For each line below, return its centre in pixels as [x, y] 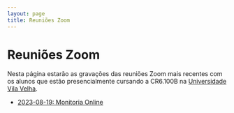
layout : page [26, 14]
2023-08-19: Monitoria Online [60, 103]
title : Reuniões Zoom [39, 20]
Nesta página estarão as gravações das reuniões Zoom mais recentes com [115, 74]
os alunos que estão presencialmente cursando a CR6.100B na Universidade [117, 82]
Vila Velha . [22, 89]
